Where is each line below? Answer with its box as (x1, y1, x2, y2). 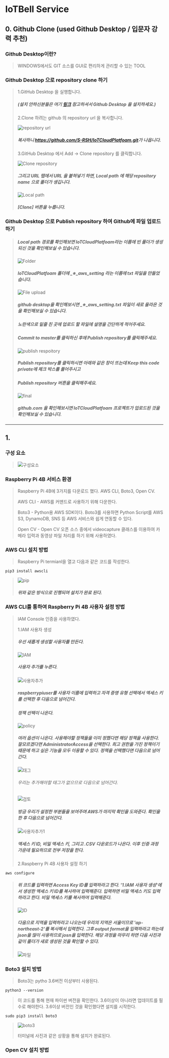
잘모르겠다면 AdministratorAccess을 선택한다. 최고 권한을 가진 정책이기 (17, 741, 159, 747)
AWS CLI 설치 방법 (5, 546, 49, 553)
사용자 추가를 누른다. (17, 664, 58, 670)
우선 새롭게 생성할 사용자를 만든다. (17, 639, 84, 645)
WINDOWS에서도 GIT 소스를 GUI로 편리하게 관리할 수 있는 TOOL (17, 63, 146, 69)
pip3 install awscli (5, 569, 49, 574)
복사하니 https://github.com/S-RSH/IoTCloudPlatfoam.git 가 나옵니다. (17, 137, 161, 143)
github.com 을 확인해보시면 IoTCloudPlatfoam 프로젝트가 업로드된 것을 (17, 405, 160, 411)
